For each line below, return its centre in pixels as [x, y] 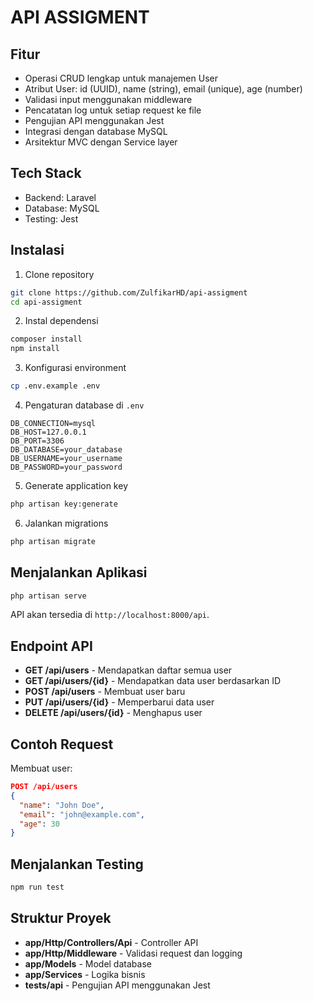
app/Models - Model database [88, 963]
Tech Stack [46, 173]
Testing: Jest [51, 218]
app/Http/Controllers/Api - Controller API [111, 942]
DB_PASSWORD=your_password [66, 467]
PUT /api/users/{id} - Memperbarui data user [119, 702]
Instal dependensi [61, 321]
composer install [46, 339]
